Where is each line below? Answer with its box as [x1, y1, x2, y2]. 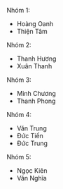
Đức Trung [16, 139, 48, 147]
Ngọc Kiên [16, 166, 48, 175]
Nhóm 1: [6, 6, 31, 14]
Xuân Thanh [16, 62, 52, 70]
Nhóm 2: [6, 41, 31, 49]
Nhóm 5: [6, 153, 31, 161]
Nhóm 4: [6, 111, 32, 118]
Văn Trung [16, 124, 47, 133]
